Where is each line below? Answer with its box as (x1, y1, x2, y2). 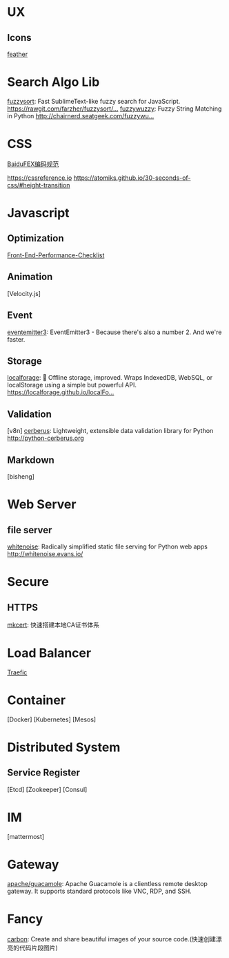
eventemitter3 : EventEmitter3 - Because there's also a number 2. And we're (7, 328, 222, 336)
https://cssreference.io (7, 174, 72, 182)
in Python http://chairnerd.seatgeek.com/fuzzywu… (7, 111, 155, 120)
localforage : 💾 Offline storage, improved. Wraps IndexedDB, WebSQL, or (7, 374, 212, 382)
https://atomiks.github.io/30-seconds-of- (73, 174, 191, 182)
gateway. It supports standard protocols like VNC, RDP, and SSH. (7, 887, 192, 895)
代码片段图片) (19, 943, 59, 952)
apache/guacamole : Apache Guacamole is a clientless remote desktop (7, 879, 208, 887)
